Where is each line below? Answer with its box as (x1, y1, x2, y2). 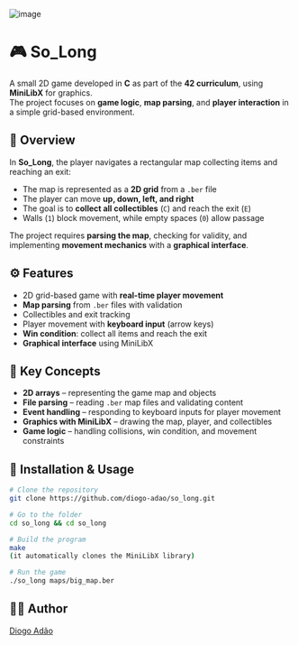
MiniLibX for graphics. (9, 87, 93, 98)
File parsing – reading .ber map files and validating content (22, 397, 244, 408)
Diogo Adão (9, 625, 54, 636)
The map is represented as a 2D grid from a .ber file (22, 183, 218, 194)
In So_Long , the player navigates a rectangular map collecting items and (9, 156, 278, 167)
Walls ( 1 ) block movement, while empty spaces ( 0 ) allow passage (22, 212, 265, 223)
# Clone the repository (9, 485, 99, 495)
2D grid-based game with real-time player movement (22, 290, 224, 300)
